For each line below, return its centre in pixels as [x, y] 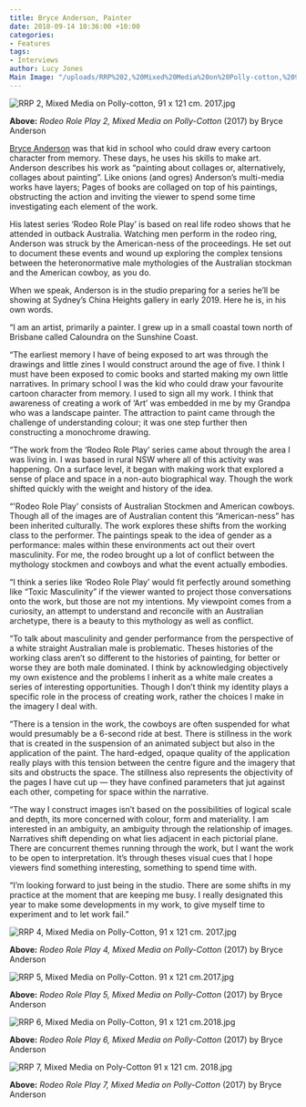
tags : [20, 52]
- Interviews [34, 60]
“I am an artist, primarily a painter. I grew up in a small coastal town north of [151, 327]
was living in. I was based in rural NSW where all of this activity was [137, 459]
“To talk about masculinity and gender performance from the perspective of [152, 638]
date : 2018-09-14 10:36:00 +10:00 [75, 26]
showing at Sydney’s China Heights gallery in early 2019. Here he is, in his [148, 300]
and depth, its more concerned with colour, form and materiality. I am [139, 819]
